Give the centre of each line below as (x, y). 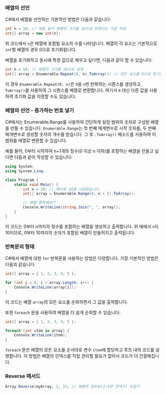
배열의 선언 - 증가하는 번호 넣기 (40, 110)
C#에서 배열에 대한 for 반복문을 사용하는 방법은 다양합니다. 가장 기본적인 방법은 (82, 258)
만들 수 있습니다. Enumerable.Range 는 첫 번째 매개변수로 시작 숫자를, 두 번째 (83, 128)
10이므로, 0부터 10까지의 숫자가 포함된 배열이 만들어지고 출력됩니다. (70, 232)
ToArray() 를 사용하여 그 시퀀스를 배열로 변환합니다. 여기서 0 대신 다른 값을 (77, 90)
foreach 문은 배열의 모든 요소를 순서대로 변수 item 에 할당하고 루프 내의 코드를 (80, 350)
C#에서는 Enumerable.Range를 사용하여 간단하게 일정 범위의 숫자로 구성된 (77, 122)
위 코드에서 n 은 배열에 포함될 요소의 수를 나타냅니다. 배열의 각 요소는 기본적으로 (81, 43)
